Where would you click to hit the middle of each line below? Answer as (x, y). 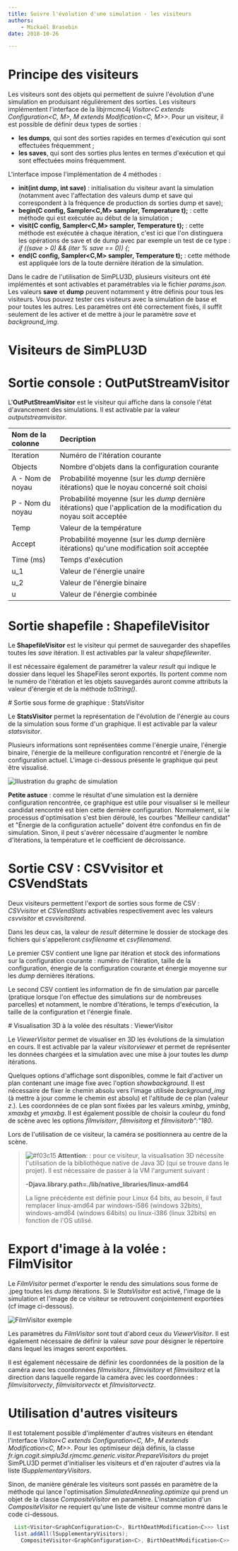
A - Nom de (31, 479)
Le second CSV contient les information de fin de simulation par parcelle (113, 990)
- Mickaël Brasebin (49, 27)
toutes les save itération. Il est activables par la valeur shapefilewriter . (109, 653)
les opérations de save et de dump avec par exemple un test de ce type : (124, 240)
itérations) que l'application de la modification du (141, 508)
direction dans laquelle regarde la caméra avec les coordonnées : (103, 1377)
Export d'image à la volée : (87, 1249)
